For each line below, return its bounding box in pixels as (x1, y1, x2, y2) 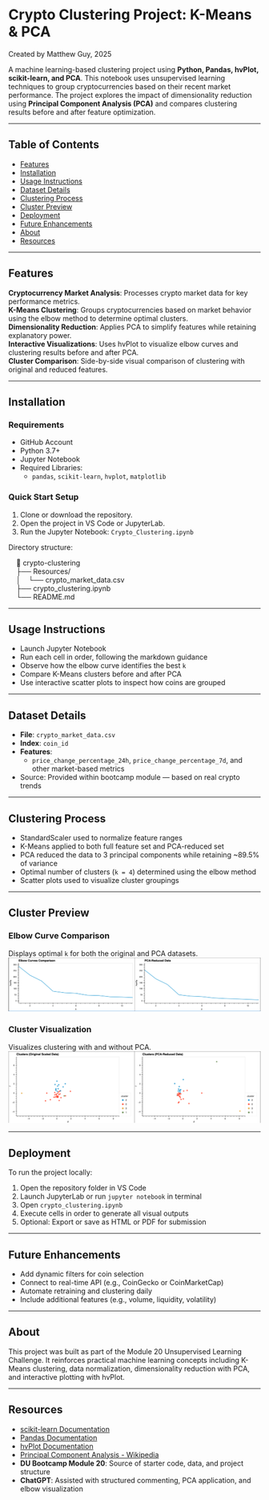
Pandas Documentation (19, 1433, 98, 1442)
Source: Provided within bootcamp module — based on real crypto (19, 772, 240, 782)
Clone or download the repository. (19, 510, 134, 519)
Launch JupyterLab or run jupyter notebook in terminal (19, 1192, 203, 1201)
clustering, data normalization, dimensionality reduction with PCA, (32, 1364, 251, 1373)
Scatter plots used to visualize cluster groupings (19, 875, 179, 885)
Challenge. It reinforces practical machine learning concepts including (8, 1355, 240, 1365)
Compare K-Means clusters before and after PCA (19, 669, 183, 679)
